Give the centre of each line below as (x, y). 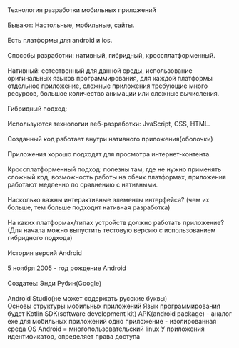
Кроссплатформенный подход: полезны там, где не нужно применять (115, 169)
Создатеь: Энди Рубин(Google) (55, 283)
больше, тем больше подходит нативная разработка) (89, 207)
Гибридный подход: (37, 109)
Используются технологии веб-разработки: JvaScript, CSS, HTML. (109, 124)
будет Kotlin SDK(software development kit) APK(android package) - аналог (119, 314)
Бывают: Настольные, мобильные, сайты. (71, 25)
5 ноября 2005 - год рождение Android (67, 268)
